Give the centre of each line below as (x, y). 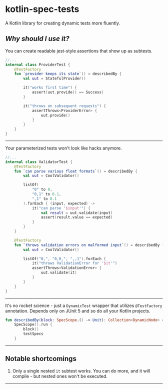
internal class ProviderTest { (38, 64)
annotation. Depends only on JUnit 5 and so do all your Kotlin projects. (78, 310)
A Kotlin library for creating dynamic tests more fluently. (62, 23)
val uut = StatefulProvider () (54, 78)
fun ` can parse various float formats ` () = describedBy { (76, 171)
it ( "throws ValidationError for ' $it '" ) (74, 263)
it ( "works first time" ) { (50, 88)
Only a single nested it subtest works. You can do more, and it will (81, 370)
